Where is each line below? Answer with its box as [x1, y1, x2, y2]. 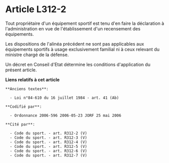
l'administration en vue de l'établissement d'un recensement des [5, 25, 141, 31]
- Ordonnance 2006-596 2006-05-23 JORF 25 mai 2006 [10, 113, 122, 118]
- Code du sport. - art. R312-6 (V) [10, 148, 87, 153]
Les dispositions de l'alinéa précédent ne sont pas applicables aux [5, 40, 145, 47]
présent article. [5, 67, 37, 73]
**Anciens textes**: [5, 86, 49, 92]
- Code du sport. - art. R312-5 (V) [10, 144, 87, 149]
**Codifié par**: [5, 104, 42, 109]
